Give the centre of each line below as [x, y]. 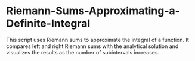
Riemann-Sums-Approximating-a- [93, 11]
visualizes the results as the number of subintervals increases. [83, 52]
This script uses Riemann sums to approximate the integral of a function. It [97, 40]
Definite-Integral [48, 23]
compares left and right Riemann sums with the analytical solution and [92, 46]
